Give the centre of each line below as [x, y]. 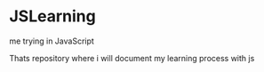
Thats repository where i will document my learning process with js [132, 58]
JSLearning [52, 16]
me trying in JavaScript [52, 41]
